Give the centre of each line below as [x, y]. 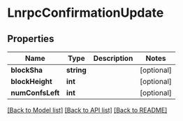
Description [113, 58]
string [76, 70]
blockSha [27, 70]
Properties [31, 39]
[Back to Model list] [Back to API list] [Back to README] [87, 110]
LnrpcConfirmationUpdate [86, 13]
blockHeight [31, 81]
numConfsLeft [35, 93]
